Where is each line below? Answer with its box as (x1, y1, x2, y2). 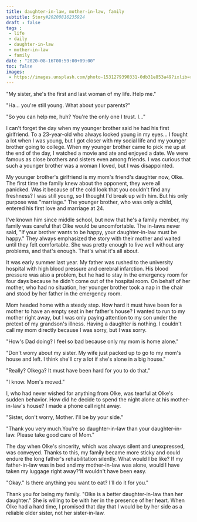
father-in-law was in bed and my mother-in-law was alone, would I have (6, 461, 180, 468)
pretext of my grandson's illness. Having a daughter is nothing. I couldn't (6, 320, 182, 327)
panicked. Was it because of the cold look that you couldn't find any (6, 186, 171, 193)
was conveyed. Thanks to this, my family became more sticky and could (6, 449, 181, 456)
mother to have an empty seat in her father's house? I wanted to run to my (6, 308, 186, 315)
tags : (6, 25, 22, 31)
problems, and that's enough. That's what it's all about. (6, 248, 140, 255)
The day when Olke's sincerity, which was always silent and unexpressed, (6, 443, 185, 450)
